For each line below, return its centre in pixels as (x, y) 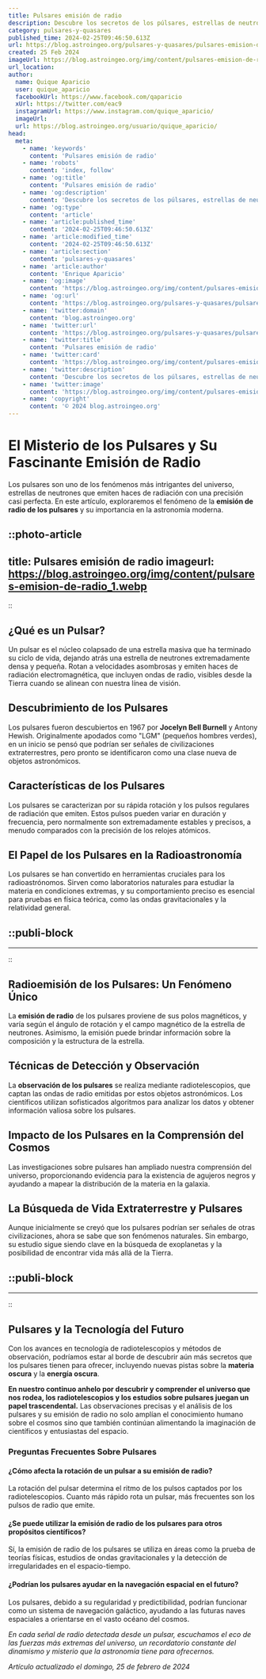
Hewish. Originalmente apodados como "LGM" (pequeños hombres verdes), (133, 735)
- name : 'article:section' (67, 251)
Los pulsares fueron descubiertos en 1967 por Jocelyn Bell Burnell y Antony (133, 727)
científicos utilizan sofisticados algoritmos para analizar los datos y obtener (131, 1102)
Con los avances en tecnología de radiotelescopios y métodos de (115, 1348)
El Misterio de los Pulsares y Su (113, 446)
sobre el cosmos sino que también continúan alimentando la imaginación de (132, 1423)
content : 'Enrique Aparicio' (77, 274)
